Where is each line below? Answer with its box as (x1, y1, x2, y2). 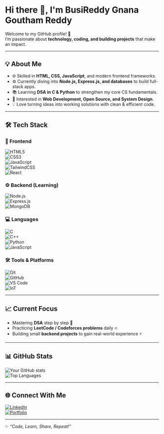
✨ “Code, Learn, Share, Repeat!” (5, 423, 72, 429)
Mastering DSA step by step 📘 (12, 320, 73, 326)
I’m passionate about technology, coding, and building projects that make (5, 36, 156, 42)
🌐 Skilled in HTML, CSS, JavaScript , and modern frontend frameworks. (12, 73, 156, 79)
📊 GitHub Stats (5, 352, 53, 360)
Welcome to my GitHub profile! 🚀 (5, 31, 71, 37)
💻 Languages (5, 216, 39, 222)
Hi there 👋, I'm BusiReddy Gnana (5, 4, 139, 16)
